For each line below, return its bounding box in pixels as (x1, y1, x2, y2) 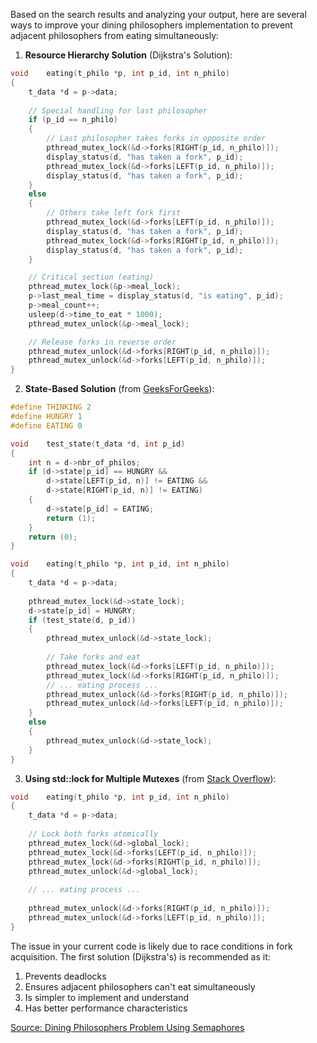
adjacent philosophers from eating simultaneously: (10, 30, 220, 41)
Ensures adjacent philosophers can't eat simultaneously (24, 980, 256, 993)
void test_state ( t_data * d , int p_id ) (10, 439, 186, 449)
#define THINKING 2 (10, 402, 92, 413)
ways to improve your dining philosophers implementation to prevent (10, 19, 293, 31)
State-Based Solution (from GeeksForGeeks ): (24, 383, 215, 395)
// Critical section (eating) (28, 272, 155, 283)
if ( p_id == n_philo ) (28, 115, 118, 125)
